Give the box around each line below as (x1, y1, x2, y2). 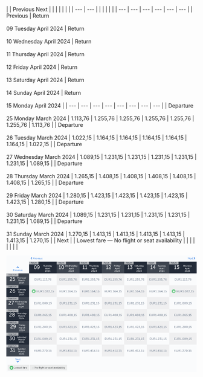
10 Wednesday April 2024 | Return (6, 38, 92, 45)
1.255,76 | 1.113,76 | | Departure (6, 121, 83, 128)
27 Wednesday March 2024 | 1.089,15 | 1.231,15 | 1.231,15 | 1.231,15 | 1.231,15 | (6, 153, 197, 160)
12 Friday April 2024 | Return (6, 63, 78, 71)
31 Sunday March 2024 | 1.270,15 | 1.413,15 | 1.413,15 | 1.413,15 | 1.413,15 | (6, 230, 185, 237)
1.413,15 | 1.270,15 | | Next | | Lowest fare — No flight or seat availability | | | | (6, 237, 195, 244)
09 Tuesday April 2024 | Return (6, 25, 85, 32)
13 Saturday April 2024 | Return (6, 76, 85, 83)
